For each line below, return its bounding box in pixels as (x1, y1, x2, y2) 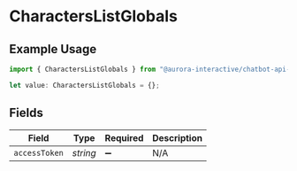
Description (152, 131, 203, 144)
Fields (9, 105, 44, 120)
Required (104, 131, 144, 144)
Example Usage (9, 42, 97, 57)
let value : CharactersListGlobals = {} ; (9, 81, 161, 89)
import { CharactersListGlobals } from (9, 65, 156, 74)
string (72, 146, 97, 159)
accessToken (13, 148, 65, 158)
